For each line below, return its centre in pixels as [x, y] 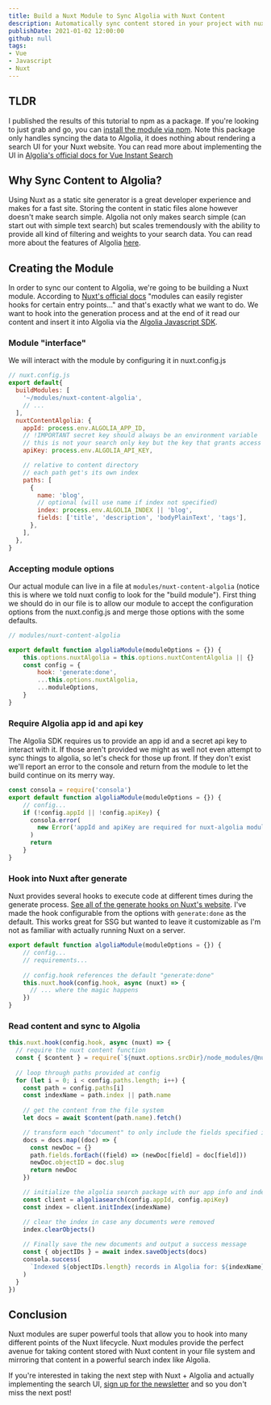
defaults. [23, 620]
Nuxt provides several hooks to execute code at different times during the [131, 896]
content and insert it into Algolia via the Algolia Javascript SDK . [113, 322]
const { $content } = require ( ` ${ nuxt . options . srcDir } [110, 1058]
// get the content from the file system [93, 1111]
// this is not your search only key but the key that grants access [142, 443]
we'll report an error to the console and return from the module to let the [128, 767]
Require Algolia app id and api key [76, 723]
